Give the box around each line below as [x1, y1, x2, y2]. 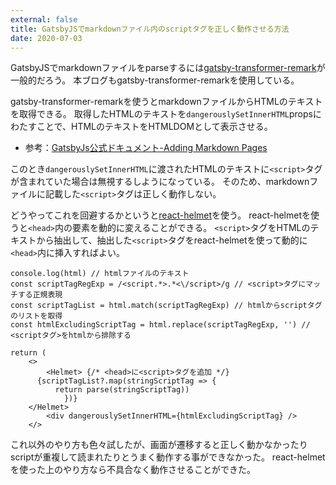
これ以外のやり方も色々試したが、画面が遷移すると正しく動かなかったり [10, 439, 308, 451]
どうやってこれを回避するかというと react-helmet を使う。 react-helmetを [10, 209, 311, 221]
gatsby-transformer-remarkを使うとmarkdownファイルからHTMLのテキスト [10, 96, 323, 108]
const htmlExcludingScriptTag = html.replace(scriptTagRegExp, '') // [10, 320, 311, 330]
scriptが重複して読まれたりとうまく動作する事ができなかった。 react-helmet [10, 451, 326, 463]
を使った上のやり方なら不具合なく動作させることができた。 [10, 464, 256, 476]
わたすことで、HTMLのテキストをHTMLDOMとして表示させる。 [10, 121, 273, 133]
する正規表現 [17, 290, 63, 300]
